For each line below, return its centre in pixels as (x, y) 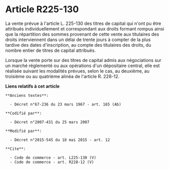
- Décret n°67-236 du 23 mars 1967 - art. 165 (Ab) (66, 104)
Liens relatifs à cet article (32, 86)
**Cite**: (16, 149)
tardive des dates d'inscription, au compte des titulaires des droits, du (78, 45)
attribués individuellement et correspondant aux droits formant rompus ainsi (85, 28)
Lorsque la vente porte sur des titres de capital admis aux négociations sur (83, 60)
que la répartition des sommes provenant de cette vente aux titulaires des (82, 34)
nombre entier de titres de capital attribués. (50, 50)
